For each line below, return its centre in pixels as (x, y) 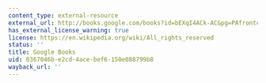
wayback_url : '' (35, 67)
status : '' (26, 45)
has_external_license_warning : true (68, 30)
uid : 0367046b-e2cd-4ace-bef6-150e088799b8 (81, 60)
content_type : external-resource (63, 15)
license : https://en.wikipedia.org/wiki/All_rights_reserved (111, 38)
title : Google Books (42, 52)
